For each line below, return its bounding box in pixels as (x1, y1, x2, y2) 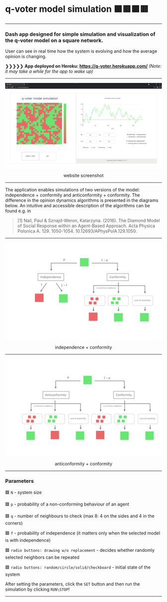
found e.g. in (5, 208, 31, 214)
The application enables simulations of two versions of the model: (5, 187, 140, 193)
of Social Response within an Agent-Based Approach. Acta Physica (17, 223, 156, 229)
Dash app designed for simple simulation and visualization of (5, 30, 156, 37)
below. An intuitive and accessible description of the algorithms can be (5, 203, 150, 209)
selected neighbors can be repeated (5, 554, 80, 560)
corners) (5, 520, 23, 526)
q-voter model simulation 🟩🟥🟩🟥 (5, 3, 149, 15)
